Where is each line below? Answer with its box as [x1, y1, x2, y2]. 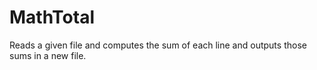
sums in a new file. [9, 49, 87, 61]
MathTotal [9, 6, 96, 29]
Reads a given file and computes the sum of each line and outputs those [9, 39, 307, 51]
